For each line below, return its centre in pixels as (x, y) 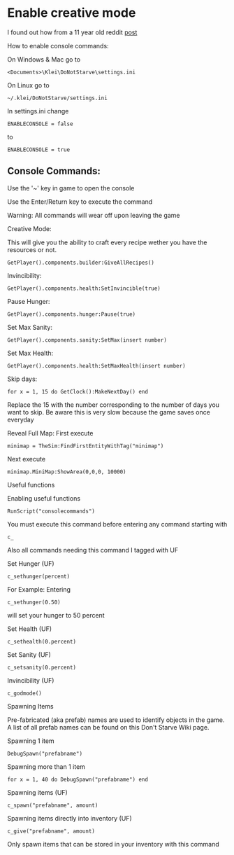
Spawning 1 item (31, 741)
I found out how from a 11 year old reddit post (72, 32)
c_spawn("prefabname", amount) (53, 805)
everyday (21, 419)
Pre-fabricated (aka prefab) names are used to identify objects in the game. (116, 720)
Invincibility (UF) (31, 680)
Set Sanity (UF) (29, 654)
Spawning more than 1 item (46, 766)
